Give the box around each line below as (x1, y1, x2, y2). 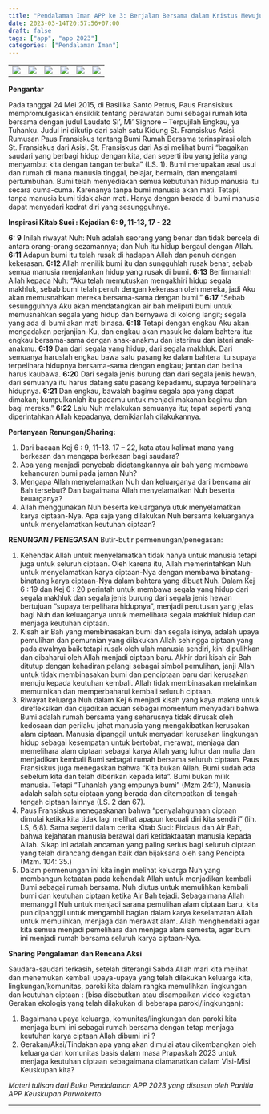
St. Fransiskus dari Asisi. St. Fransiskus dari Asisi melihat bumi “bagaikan (8, 143, 249, 152)
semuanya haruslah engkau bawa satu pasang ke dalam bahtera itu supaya (8, 352, 257, 362)
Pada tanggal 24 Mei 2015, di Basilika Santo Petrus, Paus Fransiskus (8, 100, 234, 110)
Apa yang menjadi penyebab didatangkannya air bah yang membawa (19, 460, 249, 469)
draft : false (8, 26, 52, 34)
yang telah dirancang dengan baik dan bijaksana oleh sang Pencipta (19, 848, 246, 858)
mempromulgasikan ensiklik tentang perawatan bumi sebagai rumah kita (8, 109, 247, 119)
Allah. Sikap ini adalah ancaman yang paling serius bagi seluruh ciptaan (19, 840, 256, 850)
